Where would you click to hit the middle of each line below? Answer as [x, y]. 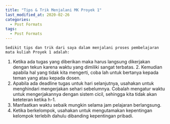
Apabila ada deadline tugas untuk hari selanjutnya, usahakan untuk [83, 83]
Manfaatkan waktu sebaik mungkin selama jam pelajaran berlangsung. [87, 105]
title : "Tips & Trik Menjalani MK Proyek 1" [54, 10]
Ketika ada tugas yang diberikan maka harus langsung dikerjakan [81, 61]
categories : [18, 19]
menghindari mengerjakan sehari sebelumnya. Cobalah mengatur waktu [89, 89]
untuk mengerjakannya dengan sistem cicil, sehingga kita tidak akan [85, 94]
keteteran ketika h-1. [34, 100]
